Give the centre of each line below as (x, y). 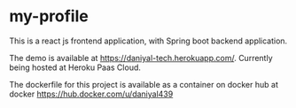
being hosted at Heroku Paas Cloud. (75, 67)
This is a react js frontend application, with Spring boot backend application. (148, 41)
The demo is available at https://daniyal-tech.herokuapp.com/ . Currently (141, 58)
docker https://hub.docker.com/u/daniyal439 (91, 94)
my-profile (49, 16)
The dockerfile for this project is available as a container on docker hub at (144, 84)
